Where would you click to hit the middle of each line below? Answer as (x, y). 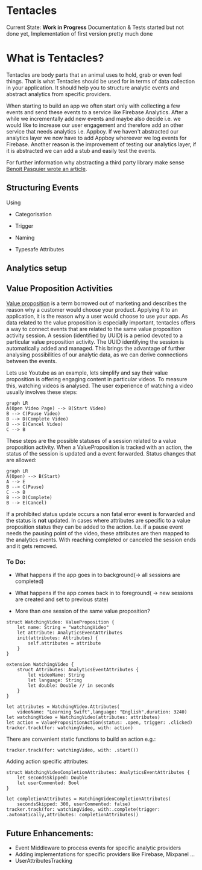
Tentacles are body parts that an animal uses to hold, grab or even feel (94, 75)
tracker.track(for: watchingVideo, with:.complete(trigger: (84, 810)
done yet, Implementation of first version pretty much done (80, 33)
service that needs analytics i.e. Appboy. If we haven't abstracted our (93, 131)
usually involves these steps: (42, 392)
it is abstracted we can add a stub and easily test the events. (81, 150)
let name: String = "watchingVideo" (63, 628)
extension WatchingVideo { (40, 665)
